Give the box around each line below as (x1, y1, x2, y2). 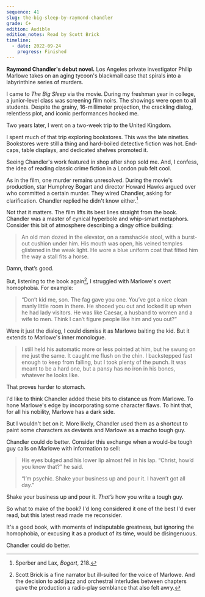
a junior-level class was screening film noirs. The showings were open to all (6, 96, 196, 104)
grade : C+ (6, 20, 32, 26)
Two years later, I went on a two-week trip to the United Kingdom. (6, 121, 172, 129)
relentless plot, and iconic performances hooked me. (6, 109, 139, 117)
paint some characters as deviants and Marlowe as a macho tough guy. (6, 427, 186, 434)
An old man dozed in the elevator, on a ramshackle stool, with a (21, 233, 181, 241)
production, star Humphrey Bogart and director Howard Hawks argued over (6, 183, 196, 190)
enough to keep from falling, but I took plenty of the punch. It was (21, 358, 187, 366)
